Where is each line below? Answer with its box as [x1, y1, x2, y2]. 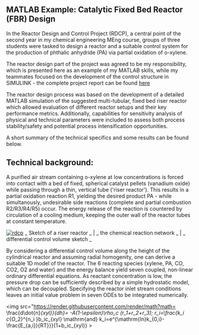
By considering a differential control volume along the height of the [6, 247, 170, 254]
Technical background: [6, 158, 94, 168]
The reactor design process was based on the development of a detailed [6, 90, 184, 98]
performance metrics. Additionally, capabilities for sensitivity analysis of [6, 109, 182, 117]
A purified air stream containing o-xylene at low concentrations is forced [6, 173, 184, 180]
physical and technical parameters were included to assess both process [6, 116, 185, 123]
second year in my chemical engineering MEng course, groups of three [6, 36, 181, 43]
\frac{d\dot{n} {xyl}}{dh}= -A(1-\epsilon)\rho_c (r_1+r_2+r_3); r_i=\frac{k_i [6, 309, 184, 316]
